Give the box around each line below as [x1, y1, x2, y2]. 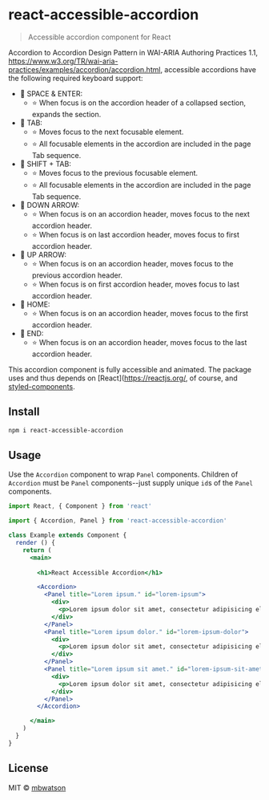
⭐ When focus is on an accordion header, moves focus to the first [31, 308, 249, 318]
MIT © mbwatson [8, 782, 66, 792]
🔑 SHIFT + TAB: [19, 159, 72, 169]
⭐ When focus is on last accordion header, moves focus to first [31, 229, 240, 239]
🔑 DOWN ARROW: [19, 200, 80, 209]
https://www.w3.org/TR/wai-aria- [8, 56, 118, 66]
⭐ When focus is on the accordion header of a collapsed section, [31, 98, 247, 108]
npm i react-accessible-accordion [8, 426, 124, 434]
